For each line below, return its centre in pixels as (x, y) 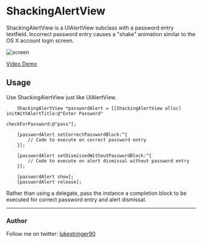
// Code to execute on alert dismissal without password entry (109, 161)
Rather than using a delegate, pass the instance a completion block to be (96, 193)
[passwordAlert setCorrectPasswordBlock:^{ (72, 134)
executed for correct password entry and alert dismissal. (76, 199)
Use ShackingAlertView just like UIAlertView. (62, 97)
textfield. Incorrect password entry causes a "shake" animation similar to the (101, 34)
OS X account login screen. (40, 40)
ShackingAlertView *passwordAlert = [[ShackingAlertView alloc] (99, 108)
